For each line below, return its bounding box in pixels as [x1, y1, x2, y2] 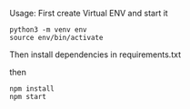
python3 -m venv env [9, 25, 88, 35]
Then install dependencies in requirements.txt [9, 49, 182, 60]
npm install [9, 84, 55, 94]
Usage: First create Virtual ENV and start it [9, 8, 168, 18]
